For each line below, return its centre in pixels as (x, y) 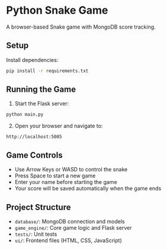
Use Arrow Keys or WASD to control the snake (71, 170)
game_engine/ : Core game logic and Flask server (73, 227)
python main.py (25, 115)
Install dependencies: (32, 60)
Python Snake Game (57, 10)
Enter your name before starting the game (66, 182)
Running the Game (41, 90)
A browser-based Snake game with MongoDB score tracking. (81, 27)
